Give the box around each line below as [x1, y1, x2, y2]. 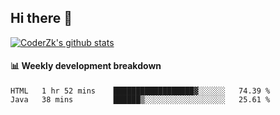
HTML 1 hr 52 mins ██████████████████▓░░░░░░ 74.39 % [10, 86, 271, 96]
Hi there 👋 [10, 10, 73, 27]
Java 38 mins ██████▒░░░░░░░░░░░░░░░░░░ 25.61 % [10, 95, 271, 105]
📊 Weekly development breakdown [10, 60, 162, 72]
